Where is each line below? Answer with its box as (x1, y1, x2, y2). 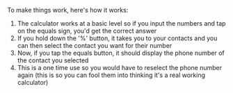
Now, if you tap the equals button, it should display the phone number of (17, 49, 225, 57)
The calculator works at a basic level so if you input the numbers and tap (17, 19, 226, 27)
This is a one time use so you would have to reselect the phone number (17, 64, 223, 71)
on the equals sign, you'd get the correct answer (17, 27, 157, 35)
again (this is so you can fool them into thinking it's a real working (17, 71, 206, 79)
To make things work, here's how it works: (7, 6, 129, 14)
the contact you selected (17, 56, 89, 65)
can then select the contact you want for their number (17, 42, 172, 49)
